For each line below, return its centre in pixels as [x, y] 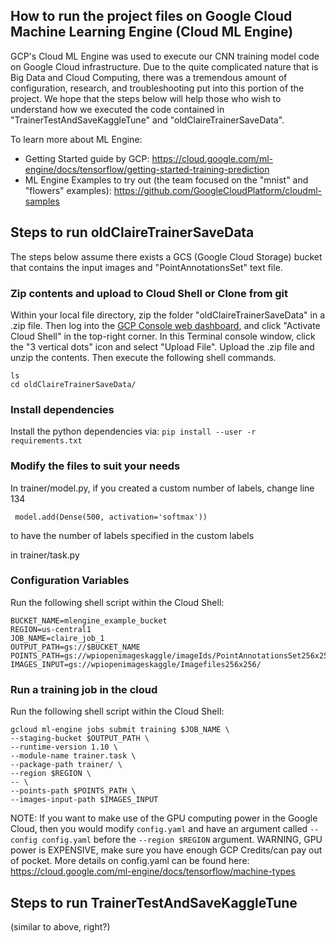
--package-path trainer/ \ [66, 765]
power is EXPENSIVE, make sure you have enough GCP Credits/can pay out [166, 850]
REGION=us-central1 [51, 629]
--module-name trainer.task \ [73, 756]
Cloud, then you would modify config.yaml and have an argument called [159, 829]
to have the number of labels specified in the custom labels [132, 535]
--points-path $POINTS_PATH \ [73, 791]
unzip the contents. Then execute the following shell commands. [143, 357]
